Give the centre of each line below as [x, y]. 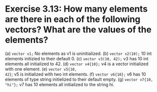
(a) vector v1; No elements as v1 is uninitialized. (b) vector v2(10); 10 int [78, 53]
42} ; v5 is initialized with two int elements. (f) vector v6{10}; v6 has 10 [76, 74]
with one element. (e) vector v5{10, [41, 69]
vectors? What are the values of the [78, 30]
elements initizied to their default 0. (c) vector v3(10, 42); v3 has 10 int [77, 58]
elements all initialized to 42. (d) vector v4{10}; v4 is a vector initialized [77, 64]
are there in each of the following [73, 19]
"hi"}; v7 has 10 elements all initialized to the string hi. [60, 84]
